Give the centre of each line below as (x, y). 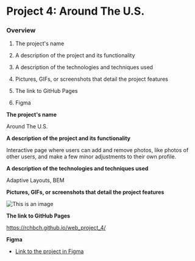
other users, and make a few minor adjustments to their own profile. (91, 156)
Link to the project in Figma (49, 251)
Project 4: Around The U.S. (76, 11)
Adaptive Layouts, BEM (36, 180)
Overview (21, 31)
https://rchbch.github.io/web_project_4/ (56, 228)
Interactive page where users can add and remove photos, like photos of (97, 150)
